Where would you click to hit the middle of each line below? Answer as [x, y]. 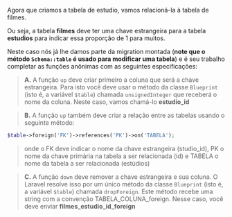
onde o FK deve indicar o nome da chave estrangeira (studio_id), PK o [124, 148]
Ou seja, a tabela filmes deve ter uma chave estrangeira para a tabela [107, 31]
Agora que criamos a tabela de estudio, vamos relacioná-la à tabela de [108, 10]
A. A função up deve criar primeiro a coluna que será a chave [111, 80]
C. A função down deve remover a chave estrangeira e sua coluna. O [121, 177]
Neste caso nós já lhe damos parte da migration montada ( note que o [106, 52]
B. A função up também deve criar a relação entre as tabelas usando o [124, 115]
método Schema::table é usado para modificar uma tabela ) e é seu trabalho [116, 59]
